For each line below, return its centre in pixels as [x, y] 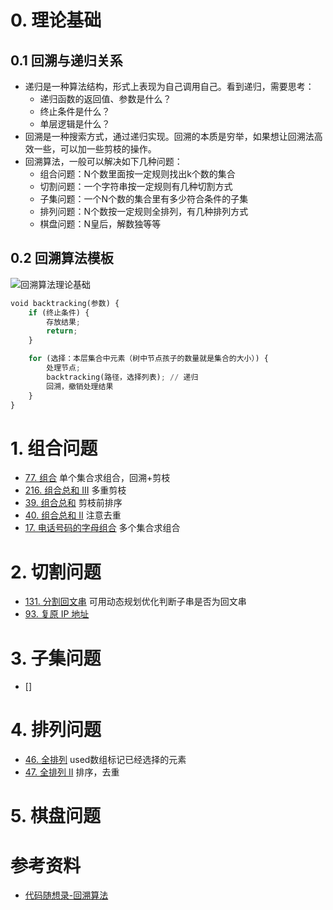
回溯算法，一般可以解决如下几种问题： [103, 161]
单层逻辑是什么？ [75, 124]
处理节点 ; [64, 368]
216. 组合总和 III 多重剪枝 [75, 490]
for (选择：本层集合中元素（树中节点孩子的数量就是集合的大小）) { [148, 359]
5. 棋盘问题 [55, 816]
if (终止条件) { [59, 312]
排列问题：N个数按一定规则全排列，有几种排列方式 [144, 211]
